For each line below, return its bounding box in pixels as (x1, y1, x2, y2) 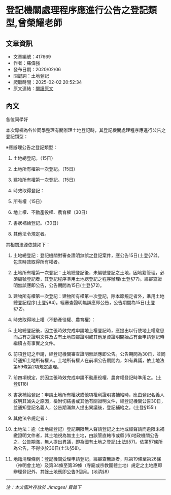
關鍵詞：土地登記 (13, 73, 49, 79)
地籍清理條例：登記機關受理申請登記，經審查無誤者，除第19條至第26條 (13, 456, 161, 462)
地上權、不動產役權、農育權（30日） (13, 209, 90, 215)
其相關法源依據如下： (6, 241, 50, 247)
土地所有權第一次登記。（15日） (13, 166, 78, 172)
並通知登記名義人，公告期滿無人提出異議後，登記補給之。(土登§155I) (13, 404, 157, 410)
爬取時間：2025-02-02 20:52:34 (13, 79, 82, 85)
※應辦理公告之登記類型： (6, 144, 58, 150)
